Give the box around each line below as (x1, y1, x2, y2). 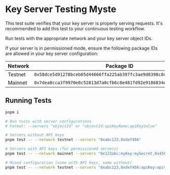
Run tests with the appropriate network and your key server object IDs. (5, 35, 153, 41)
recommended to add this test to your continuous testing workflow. (5, 25, 145, 31)
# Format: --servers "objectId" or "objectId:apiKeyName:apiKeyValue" (5, 124, 157, 129)
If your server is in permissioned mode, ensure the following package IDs (5, 45, 158, 51)
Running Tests (5, 96, 52, 105)
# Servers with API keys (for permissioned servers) (5, 146, 119, 152)
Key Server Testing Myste (5, 4, 116, 15)
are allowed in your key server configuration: (5, 50, 99, 56)
